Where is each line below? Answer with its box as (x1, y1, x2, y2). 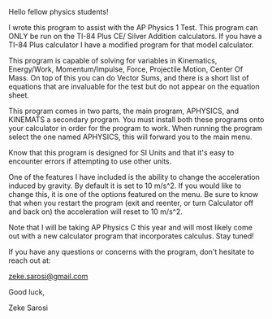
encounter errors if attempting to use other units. (8, 156, 172, 166)
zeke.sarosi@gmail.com (8, 272, 89, 281)
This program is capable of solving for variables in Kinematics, (8, 56, 218, 65)
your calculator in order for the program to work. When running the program (8, 124, 262, 133)
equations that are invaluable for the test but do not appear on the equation (8, 81, 260, 91)
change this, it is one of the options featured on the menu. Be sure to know (8, 190, 258, 199)
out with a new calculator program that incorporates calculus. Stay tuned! (8, 231, 254, 241)
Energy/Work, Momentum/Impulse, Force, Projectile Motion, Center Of (8, 64, 244, 74)
